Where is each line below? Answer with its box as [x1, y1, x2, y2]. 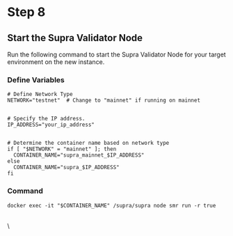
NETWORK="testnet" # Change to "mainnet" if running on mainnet [7, 97, 200, 104]
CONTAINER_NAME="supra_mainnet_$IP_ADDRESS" [13, 152, 145, 159]
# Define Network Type [7, 91, 73, 98]
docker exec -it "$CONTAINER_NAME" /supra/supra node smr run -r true [7, 202, 216, 209]
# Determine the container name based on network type [7, 140, 170, 147]
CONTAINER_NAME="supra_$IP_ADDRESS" [13, 164, 120, 171]
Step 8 [7, 4, 46, 20]
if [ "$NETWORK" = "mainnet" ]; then [7, 145, 117, 153]
